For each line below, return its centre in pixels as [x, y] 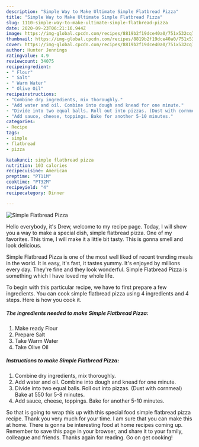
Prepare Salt [30, 335]
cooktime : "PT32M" [29, 182]
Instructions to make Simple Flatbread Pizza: [63, 361]
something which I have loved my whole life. [60, 275]
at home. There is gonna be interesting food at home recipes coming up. [94, 425]
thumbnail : [20, 39]
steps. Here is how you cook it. [44, 300]
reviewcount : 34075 [30, 61]
